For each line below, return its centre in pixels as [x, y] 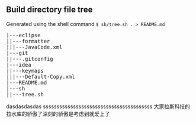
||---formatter [28, 41]
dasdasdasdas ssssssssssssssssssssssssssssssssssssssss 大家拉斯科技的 [98, 106]
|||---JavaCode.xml [34, 47]
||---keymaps [25, 71]
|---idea [19, 65]
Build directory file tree [49, 10]
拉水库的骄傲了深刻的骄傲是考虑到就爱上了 [58, 114]
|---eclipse [23, 35]
